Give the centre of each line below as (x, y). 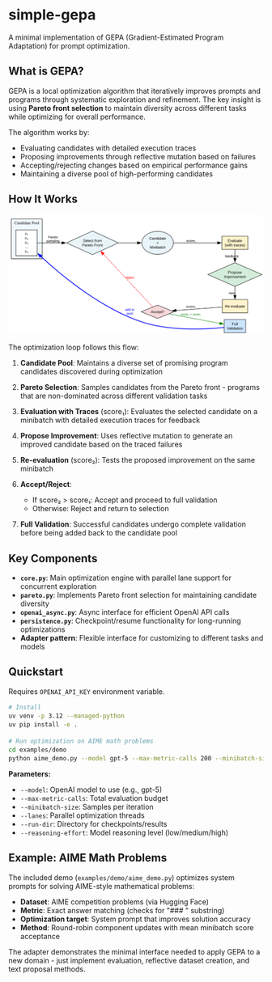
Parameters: (30, 774)
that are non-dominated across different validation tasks (114, 396)
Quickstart (36, 672)
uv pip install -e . (43, 724)
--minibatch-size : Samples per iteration (87, 807)
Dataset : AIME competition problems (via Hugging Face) (114, 902)
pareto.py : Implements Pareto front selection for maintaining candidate (138, 595)
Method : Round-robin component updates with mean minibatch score (137, 927)
